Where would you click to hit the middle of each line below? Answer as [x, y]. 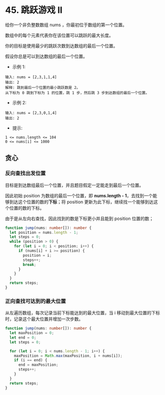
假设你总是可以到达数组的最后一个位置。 [46, 56]
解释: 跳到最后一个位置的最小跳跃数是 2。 [43, 88]
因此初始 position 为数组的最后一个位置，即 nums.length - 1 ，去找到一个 [79, 195]
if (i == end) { [31, 360]
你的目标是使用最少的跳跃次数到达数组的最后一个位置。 [61, 45]
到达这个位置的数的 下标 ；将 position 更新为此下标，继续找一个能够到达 [82, 202]
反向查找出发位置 [25, 174]
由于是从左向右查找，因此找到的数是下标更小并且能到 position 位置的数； [80, 219]
